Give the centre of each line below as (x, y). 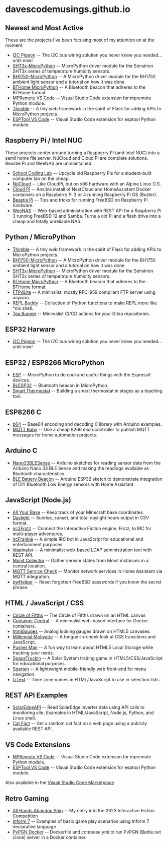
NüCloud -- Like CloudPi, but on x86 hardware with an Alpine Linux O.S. (87, 184)
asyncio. (21, 297)
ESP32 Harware (30, 329)
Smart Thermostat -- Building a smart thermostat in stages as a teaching (88, 391)
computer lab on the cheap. (41, 178)
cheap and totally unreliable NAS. (47, 221)
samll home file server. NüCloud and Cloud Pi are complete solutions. (77, 158)
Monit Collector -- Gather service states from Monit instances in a (80, 560)
